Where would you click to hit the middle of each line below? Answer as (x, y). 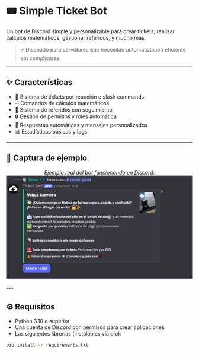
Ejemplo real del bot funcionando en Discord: (99, 172)
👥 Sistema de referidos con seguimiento (63, 109)
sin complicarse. (41, 58)
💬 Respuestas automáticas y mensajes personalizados (81, 125)
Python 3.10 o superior (42, 321)
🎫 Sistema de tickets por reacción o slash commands (79, 97)
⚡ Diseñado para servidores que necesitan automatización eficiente (103, 49)
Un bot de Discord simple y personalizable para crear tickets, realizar (91, 31)
